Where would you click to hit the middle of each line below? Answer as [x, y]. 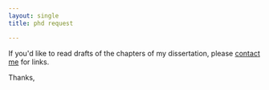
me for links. [29, 62]
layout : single [34, 16]
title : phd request [41, 23]
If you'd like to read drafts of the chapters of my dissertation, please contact [134, 53]
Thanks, [22, 77]
